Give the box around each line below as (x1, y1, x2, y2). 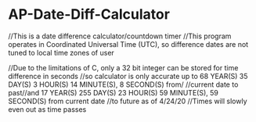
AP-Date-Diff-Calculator (8, 5, 171, 23)
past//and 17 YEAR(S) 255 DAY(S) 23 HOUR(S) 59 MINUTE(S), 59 (8, 88, 219, 97)
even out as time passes (8, 104, 87, 114)
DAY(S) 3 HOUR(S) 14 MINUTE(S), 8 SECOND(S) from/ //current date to (8, 80, 239, 89)
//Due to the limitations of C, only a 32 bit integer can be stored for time (8, 63, 239, 72)
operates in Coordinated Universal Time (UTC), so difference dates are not (8, 39, 249, 48)
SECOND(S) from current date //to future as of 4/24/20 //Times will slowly (8, 96, 248, 106)
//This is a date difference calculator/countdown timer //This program (8, 31, 232, 41)
